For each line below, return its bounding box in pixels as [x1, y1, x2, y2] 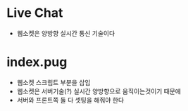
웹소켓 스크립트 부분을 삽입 [16, 78, 91, 86]
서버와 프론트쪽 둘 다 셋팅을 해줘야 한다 [16, 96, 125, 104]
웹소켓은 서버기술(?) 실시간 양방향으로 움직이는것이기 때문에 [16, 86, 181, 96]
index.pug [6, 54, 68, 70]
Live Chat [6, 5, 63, 21]
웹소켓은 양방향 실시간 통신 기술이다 [16, 29, 115, 37]
